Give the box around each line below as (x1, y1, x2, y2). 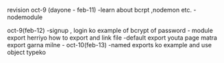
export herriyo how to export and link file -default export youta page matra (7, 34, 218, 42)
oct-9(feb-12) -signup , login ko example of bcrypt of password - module (7, 27, 214, 34)
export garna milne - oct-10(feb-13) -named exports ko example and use (7, 41, 212, 49)
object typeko (7, 48, 47, 56)
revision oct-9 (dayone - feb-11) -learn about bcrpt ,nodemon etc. (7, 6, 192, 14)
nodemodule (7, 13, 43, 21)
